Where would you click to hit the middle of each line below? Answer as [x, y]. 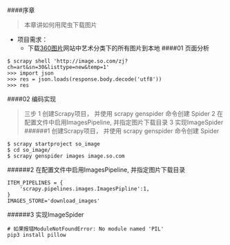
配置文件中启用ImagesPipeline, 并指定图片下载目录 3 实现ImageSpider [124, 122]
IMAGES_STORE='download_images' [54, 201]
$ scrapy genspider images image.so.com [66, 156]
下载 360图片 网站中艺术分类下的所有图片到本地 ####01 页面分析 [118, 48]
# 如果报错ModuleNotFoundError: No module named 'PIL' [86, 229]
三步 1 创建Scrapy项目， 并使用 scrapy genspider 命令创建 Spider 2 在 [123, 114]
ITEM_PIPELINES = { [35, 183]
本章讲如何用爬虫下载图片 [60, 25]
